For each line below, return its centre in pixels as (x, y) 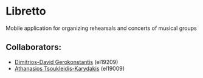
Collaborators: (34, 47)
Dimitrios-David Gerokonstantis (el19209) (66, 62)
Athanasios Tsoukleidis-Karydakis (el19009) (70, 68)
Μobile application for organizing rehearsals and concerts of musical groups (101, 28)
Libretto (26, 11)
